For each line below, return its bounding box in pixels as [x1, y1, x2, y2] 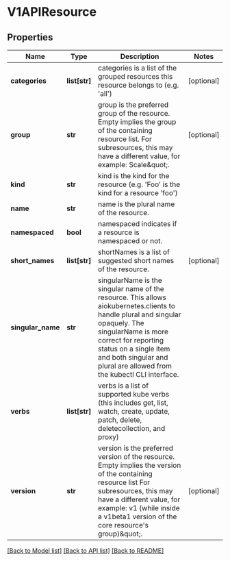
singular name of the [98, 284, 164, 293]
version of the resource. [98, 452, 175, 461]
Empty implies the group [98, 117, 177, 127]
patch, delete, [98, 415, 142, 425]
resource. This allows [98, 292, 166, 302]
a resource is [98, 227, 140, 237]
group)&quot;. [98, 529, 142, 538]
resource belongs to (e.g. [98, 80, 179, 90]
